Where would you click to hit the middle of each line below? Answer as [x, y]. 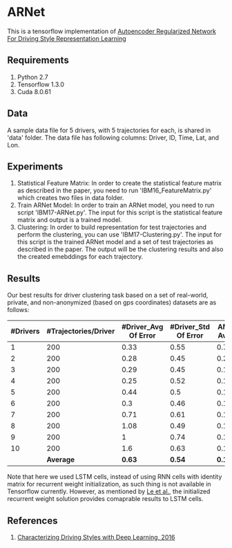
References [32, 521]
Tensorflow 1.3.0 [40, 84]
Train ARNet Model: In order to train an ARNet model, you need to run [116, 205]
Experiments [35, 166]
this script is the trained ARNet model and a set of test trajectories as [115, 242]
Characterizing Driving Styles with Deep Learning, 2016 [96, 537]
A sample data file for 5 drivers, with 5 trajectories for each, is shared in [109, 130]
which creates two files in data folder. [70, 198]
